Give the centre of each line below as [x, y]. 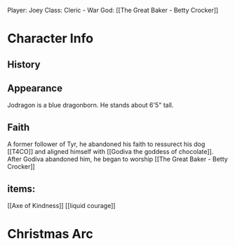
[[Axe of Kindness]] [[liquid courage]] [61, 206]
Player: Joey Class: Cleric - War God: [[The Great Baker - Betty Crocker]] [113, 10]
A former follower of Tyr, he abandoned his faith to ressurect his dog [106, 144]
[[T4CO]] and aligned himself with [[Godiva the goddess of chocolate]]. [110, 152]
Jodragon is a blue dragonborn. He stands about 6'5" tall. [90, 105]
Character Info [50, 39]
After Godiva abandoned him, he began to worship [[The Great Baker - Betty [117, 159]
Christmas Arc [50, 234]
